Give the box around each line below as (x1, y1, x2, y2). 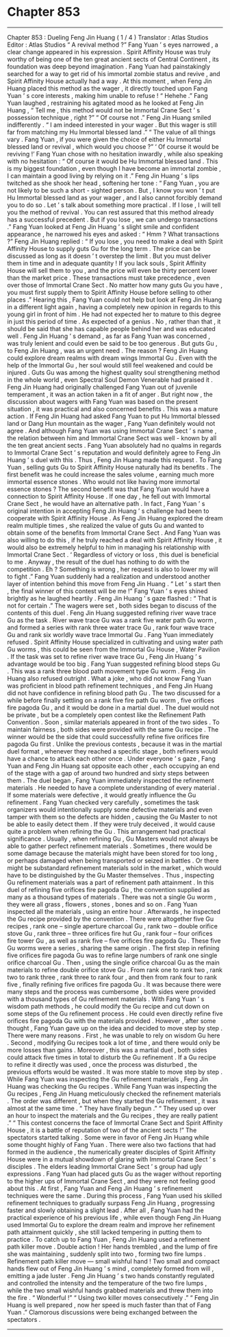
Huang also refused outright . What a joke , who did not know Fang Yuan (7, 674, 212, 682)
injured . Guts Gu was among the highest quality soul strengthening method (7, 368, 220, 376)
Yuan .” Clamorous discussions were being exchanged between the (7, 1308, 198, 1316)
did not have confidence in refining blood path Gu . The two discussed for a (7, 688, 220, 697)
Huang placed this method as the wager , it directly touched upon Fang (7, 84, 208, 93)
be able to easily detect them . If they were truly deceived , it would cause (7, 820, 216, 828)
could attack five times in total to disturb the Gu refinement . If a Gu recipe (7, 1053, 217, 1061)
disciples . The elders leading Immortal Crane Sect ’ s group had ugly (7, 1162, 202, 1170)
